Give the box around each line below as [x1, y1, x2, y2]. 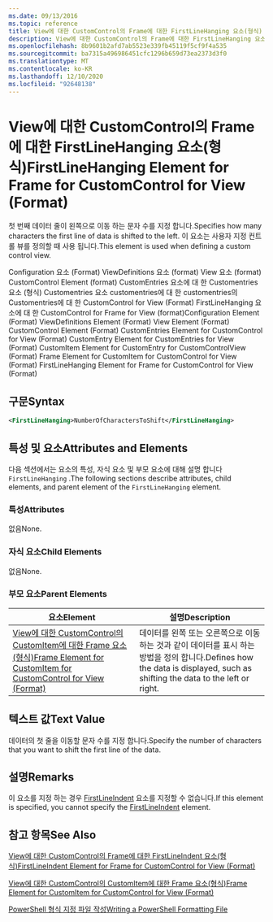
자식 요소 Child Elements [8, 546, 102, 558]
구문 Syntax [8, 394, 65, 408]
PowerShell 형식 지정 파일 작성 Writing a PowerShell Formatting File [8, 904, 228, 915]
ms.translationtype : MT [8, 58, 89, 66]
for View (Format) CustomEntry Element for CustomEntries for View [8, 334, 234, 344]
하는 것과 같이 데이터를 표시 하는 [139, 639, 255, 650]
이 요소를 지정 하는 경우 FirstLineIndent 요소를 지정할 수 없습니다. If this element [8, 794, 264, 803]
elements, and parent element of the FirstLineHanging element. [8, 481, 222, 492]
